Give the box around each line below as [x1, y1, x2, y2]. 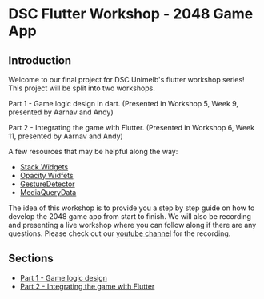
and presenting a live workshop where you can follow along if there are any [8, 221, 257, 229]
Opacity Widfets [19, 171, 74, 180]
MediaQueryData [19, 188, 77, 197]
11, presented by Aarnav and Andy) [8, 131, 124, 141]
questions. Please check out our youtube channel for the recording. [8, 229, 231, 238]
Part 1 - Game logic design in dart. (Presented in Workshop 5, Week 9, [8, 99, 238, 108]
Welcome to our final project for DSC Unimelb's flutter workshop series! [8, 75, 246, 84]
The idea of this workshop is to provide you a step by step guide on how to [8, 203, 255, 213]
